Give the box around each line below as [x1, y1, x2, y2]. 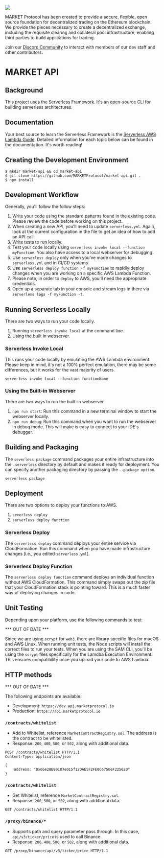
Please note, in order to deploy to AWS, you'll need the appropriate [12, 276, 147, 281]
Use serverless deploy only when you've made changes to [12, 255, 132, 261]
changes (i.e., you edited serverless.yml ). [5, 551, 90, 557]
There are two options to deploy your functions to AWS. [5, 502, 117, 508]
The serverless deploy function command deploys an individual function [5, 574, 154, 580]
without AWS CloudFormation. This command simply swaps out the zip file [5, 580, 156, 585]
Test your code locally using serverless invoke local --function [12, 244, 145, 250]
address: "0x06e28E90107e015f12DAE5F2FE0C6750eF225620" [14, 767, 131, 772]
